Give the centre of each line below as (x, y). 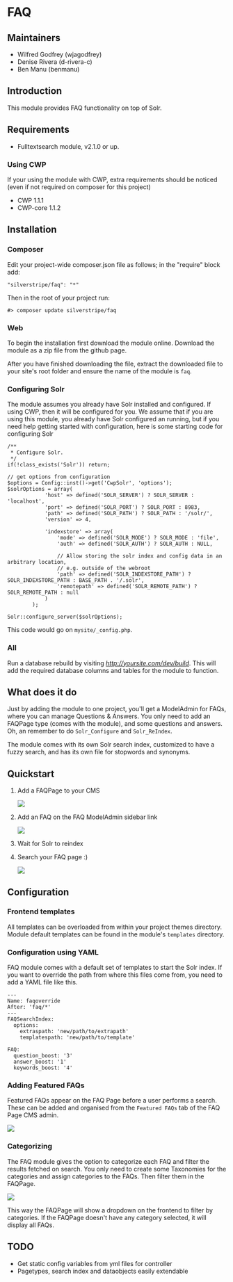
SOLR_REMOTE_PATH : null (43, 593)
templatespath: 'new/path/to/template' (78, 1038)
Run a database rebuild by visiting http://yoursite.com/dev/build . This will (112, 663)
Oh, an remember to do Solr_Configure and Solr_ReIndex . (90, 731)
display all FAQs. (31, 1225)
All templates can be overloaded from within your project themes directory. (115, 927)
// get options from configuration (59, 477)
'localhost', (26, 501)
